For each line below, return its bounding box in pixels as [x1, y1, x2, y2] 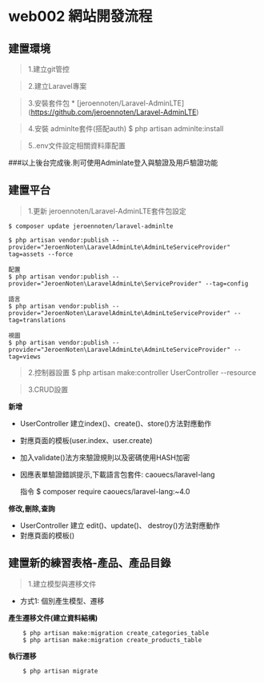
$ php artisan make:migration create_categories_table [22, 629, 210, 637]
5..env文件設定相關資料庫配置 [27, 141, 126, 150]
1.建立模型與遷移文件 [27, 579, 97, 589]
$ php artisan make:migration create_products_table [22, 636, 202, 644]
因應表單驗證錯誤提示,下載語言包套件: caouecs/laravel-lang [19, 469, 215, 479]
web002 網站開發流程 [8, 7, 153, 26]
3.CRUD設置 [27, 385, 69, 394]
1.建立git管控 [27, 65, 70, 74]
